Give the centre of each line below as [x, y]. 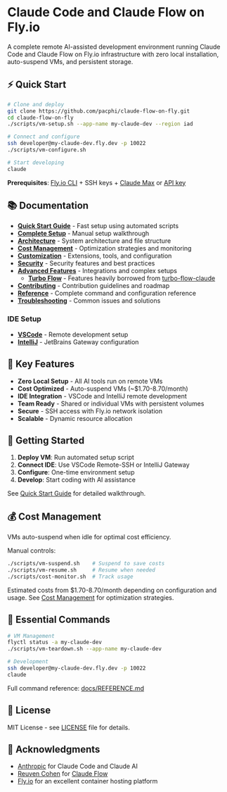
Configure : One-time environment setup [76, 472]
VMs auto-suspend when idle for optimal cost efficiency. [89, 537]
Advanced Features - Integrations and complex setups [97, 271]
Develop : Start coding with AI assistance [76, 480]
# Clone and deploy [36, 104]
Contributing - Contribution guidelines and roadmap [93, 286]
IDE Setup [25, 319]
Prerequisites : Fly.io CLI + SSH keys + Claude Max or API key [97, 182]
